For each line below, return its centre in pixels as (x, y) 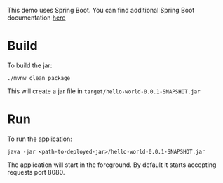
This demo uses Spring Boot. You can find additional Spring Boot (101, 10)
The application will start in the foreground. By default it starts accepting (112, 165)
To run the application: (40, 139)
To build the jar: (30, 65)
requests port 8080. (36, 172)
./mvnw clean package (39, 78)
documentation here (36, 18)
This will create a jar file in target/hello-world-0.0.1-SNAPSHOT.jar (104, 91)
